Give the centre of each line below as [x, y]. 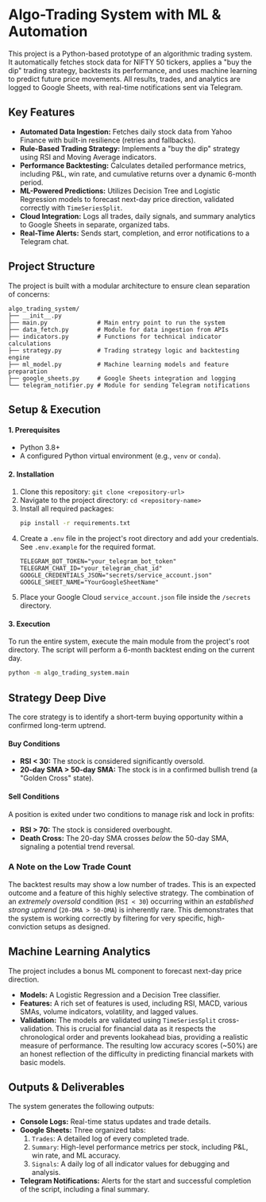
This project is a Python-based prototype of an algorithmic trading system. [130, 53]
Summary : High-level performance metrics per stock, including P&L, [140, 1147]
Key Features [42, 113]
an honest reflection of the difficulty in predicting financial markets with [137, 1054]
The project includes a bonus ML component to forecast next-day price [125, 971]
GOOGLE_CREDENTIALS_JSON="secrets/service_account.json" [116, 576]
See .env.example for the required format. [88, 547]
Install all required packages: [67, 509]
